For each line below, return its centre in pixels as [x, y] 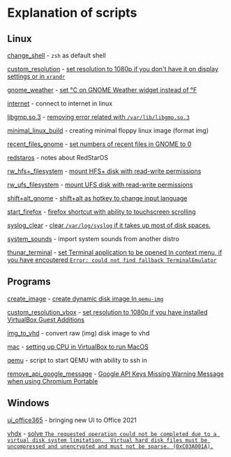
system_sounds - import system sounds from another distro [93, 239]
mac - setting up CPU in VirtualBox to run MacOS [78, 347]
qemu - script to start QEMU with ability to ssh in [77, 360]
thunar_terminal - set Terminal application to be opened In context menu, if [115, 252]
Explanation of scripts [72, 13]
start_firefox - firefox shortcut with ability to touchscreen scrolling [102, 212]
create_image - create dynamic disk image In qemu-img [85, 298]
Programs [29, 282]
